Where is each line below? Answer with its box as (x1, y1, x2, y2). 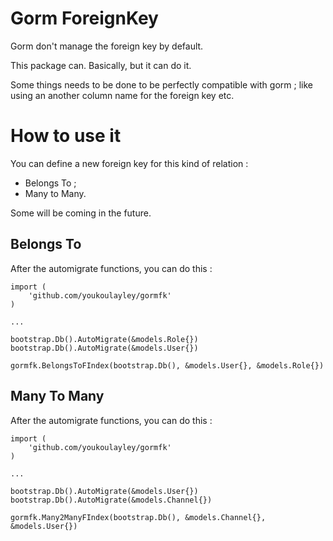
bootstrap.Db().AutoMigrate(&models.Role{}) (10, 334, 199, 344)
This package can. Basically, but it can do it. (10, 59, 192, 71)
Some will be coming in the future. (10, 207, 152, 219)
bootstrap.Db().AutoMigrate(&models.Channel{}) (10, 495, 213, 505)
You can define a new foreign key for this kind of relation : (10, 157, 249, 169)
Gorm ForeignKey (10, 7, 159, 30)
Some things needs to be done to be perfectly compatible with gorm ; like (10, 78, 313, 91)
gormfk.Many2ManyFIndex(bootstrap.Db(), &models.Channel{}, (10, 512, 267, 522)
